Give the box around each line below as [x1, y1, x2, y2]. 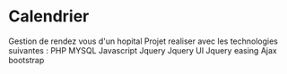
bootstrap [8, 54, 45, 65]
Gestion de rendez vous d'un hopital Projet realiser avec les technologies [8, 36, 279, 46]
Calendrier [8, 6, 90, 27]
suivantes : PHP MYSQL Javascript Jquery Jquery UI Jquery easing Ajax [8, 45, 277, 55]
